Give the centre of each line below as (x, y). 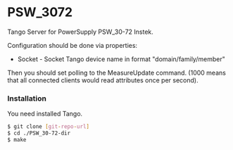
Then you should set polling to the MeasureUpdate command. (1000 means (117, 73)
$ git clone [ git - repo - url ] (49, 127)
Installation (27, 98)
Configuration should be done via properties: (73, 45)
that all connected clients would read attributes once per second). (103, 80)
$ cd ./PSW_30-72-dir (39, 133)
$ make (17, 139)
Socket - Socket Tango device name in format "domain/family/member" (121, 59)
